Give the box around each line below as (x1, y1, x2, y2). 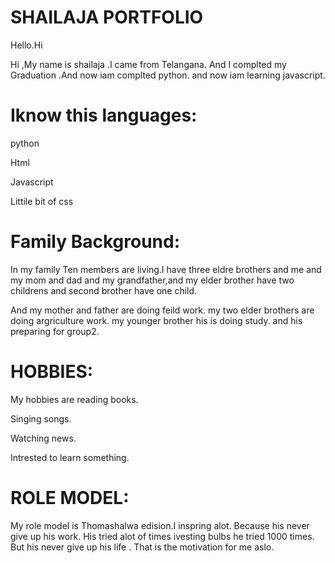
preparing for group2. (10, 325, 100, 337)
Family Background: (10, 231, 181, 253)
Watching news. (10, 432, 77, 444)
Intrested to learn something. (10, 451, 130, 463)
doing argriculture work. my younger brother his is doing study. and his (10, 314, 303, 326)
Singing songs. (10, 412, 72, 425)
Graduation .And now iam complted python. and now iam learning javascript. (10, 69, 326, 81)
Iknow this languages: (10, 104, 198, 127)
